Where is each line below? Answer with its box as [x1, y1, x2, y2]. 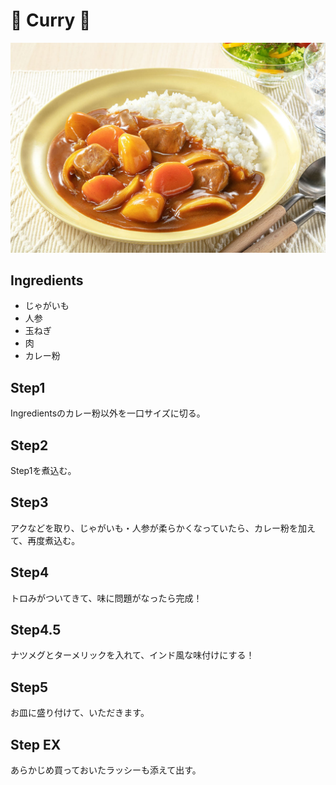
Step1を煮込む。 [10, 465, 77, 477]
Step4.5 [10, 622, 62, 639]
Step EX [10, 736, 62, 753]
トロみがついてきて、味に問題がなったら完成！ [10, 592, 203, 604]
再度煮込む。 [27, 534, 81, 546]
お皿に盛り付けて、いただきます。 [10, 707, 150, 719]
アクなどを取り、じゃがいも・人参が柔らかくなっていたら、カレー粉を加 [10, 522, 308, 534]
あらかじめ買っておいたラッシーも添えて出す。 [10, 764, 202, 776]
